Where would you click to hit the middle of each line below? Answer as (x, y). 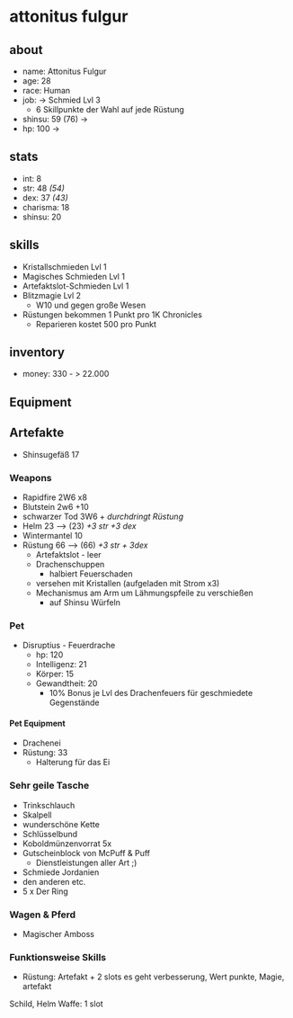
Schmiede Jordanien (61, 872)
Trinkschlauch (49, 805)
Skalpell (37, 815)
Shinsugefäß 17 (51, 454)
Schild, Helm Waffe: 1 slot (56, 1004)
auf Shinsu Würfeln (85, 602)
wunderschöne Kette (61, 824)
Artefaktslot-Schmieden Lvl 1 (75, 286)
